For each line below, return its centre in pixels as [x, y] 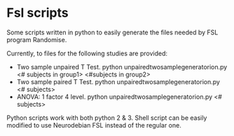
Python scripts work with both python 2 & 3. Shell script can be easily [107, 118]
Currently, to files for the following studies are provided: [87, 53]
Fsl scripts [37, 13]
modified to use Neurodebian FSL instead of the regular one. [94, 125]
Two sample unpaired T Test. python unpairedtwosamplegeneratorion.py [122, 67]
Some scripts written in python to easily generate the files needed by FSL [112, 32]
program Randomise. [37, 39]
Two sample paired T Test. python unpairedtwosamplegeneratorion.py [118, 81]
